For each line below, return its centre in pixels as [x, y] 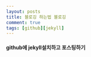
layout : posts [23, 11]
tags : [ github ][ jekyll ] [35, 28]
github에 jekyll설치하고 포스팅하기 [46, 47]
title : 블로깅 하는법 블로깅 [36, 17]
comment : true [23, 22]
